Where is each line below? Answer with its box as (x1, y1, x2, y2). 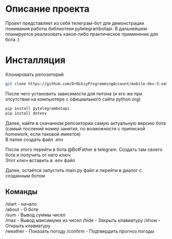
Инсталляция (5, 54, 66, 66)
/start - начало (5, 201, 37, 207)
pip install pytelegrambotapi (5, 106, 70, 111)
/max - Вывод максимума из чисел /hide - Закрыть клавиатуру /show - (5, 217, 161, 224)
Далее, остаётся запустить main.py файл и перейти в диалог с (5, 167, 142, 173)
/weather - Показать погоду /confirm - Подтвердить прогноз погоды (5, 228, 155, 234)
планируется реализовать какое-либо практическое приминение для (5, 31, 159, 37)
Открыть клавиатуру (5, 223, 51, 229)
